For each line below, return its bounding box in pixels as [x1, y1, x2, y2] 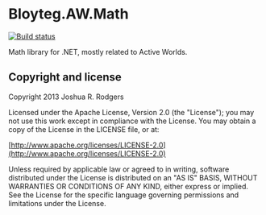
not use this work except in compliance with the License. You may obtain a [8, 116, 256, 126]
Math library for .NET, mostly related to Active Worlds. [8, 47, 188, 56]
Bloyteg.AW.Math [8, 5, 129, 23]
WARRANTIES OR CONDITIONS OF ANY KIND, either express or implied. [8, 181, 248, 191]
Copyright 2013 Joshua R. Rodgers [8, 92, 124, 101]
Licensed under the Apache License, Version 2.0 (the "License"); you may [8, 107, 255, 117]
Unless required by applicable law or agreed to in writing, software [8, 164, 230, 174]
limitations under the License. [8, 198, 106, 208]
